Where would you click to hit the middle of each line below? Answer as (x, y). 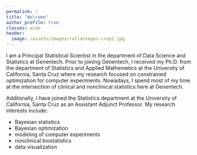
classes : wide (24, 28)
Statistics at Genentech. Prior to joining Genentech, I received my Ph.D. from (98, 62)
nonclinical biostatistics (43, 141)
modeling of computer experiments (57, 134)
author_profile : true (33, 22)
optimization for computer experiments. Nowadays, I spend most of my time (98, 80)
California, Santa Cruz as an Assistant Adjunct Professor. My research (91, 104)
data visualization (36, 147)
